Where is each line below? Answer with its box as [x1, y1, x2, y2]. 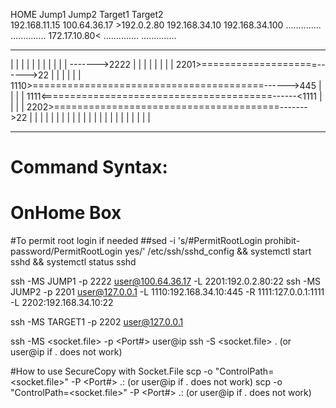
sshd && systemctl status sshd [10, 256, 137, 268]
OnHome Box [10, 202, 122, 224]
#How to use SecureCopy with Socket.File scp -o [10, 365, 213, 378]
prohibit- [264, 235, 301, 247]
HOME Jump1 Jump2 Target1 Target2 [10, 9, 164, 20]
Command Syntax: [10, 156, 168, 179]
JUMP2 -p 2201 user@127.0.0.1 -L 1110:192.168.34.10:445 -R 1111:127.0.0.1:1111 [10, 286, 325, 298]
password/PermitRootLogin [10, 245, 123, 258]
